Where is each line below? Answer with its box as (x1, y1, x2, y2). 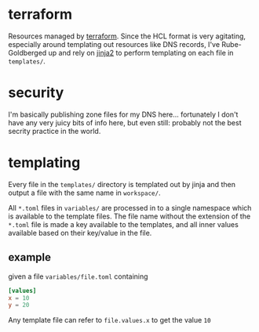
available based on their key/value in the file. (8, 228, 152, 237)
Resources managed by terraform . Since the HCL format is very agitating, (8, 31, 246, 41)
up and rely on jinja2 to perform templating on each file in (48, 48, 234, 57)
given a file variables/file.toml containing (8, 272, 148, 281)
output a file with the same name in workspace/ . (8, 188, 161, 197)
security (8, 84, 64, 102)
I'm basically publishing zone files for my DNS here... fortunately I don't (8, 110, 239, 119)
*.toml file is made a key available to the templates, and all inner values (8, 219, 239, 229)
